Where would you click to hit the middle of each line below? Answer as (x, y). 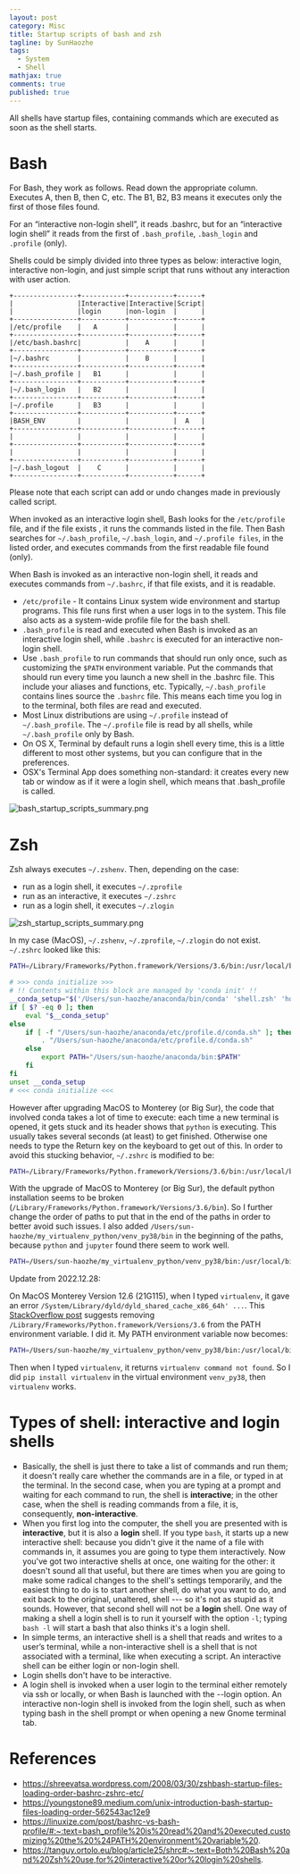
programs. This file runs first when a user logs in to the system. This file (154, 611)
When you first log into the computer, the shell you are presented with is (155, 1524)
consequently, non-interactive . (80, 1514)
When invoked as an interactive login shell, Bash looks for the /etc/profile (147, 519)
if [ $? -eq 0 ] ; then (51, 1007)
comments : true (37, 84)
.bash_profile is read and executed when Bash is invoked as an (140, 630)
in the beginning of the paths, (229, 1236)
